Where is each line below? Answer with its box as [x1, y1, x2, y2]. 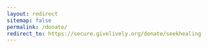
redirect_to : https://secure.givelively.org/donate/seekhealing [6, 30, 202, 37]
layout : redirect [6, 10, 58, 18]
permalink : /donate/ [6, 23, 68, 30]
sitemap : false [6, 17, 52, 24]
